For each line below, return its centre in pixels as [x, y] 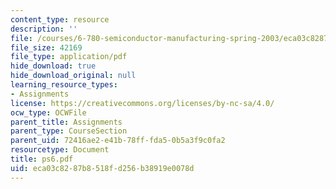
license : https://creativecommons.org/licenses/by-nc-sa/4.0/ [142, 103]
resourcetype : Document [60, 150]
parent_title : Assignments [66, 122]
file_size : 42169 [46, 47]
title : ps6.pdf [42, 159]
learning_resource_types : [64, 85]
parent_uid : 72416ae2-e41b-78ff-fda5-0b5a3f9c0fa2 [118, 141]
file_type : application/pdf [69, 57]
